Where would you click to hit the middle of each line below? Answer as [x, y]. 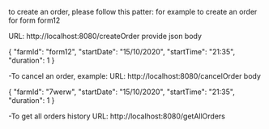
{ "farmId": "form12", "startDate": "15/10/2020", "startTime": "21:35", [122, 52]
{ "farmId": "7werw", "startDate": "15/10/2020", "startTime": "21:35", [122, 92]
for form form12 [34, 20]
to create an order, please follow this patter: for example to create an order [133, 12]
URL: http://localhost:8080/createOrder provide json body [105, 36]
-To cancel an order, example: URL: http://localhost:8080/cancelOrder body [135, 76]
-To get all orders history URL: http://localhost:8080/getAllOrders [117, 116]
